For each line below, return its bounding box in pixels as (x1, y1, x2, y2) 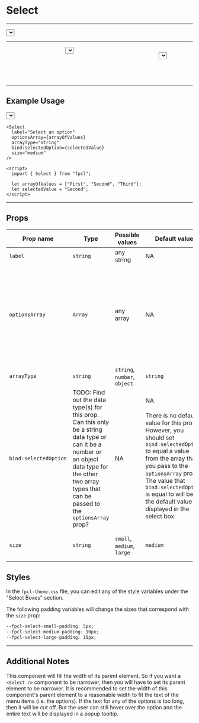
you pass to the (145, 461, 188, 470)
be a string (72, 425, 102, 434)
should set (145, 434, 175, 442)
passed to (72, 499, 101, 508)
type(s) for (72, 403, 102, 411)
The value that (145, 476, 185, 485)
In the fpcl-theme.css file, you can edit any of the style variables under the (6, 588, 188, 595)
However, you (145, 426, 184, 434)
